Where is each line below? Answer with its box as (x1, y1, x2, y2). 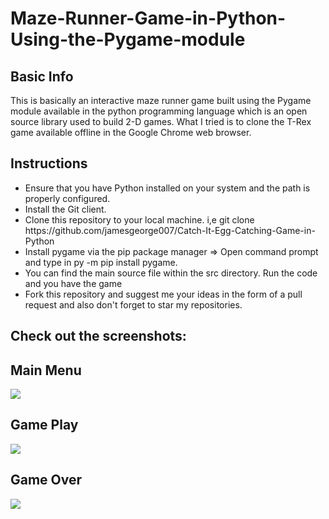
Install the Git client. (24, 203, 107, 215)
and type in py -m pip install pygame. (24, 256, 178, 268)
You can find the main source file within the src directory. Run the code (24, 267, 318, 279)
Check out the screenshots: (10, 328, 187, 345)
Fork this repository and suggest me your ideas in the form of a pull (24, 288, 303, 300)
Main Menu (10, 362, 82, 379)
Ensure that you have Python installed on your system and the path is (24, 182, 311, 194)
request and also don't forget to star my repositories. (24, 298, 243, 311)
